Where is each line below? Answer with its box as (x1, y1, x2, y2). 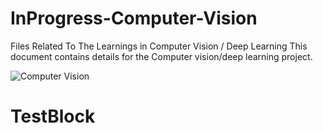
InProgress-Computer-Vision (10, 7, 258, 30)
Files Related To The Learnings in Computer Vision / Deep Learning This (10, 40, 308, 52)
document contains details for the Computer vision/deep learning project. (10, 50, 313, 62)
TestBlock (10, 105, 96, 128)
